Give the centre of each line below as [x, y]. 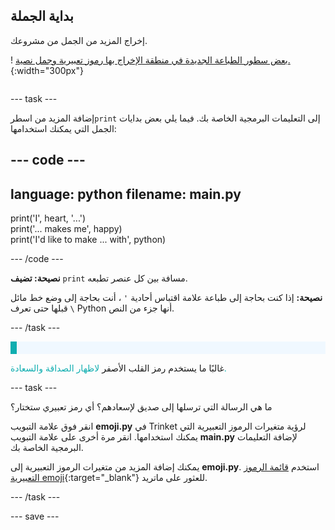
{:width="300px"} [47, 70]
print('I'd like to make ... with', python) [88, 240]
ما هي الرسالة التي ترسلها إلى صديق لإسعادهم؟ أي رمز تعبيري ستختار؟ [141, 407]
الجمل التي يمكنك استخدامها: [63, 128]
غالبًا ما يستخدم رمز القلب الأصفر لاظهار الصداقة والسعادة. [118, 368]
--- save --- [35, 516]
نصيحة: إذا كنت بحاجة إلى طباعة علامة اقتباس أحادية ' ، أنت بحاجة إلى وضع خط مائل [166, 298]
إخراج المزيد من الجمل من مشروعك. [79, 40]
